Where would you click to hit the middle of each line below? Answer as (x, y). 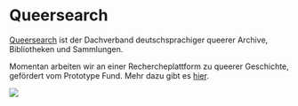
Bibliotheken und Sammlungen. (66, 49)
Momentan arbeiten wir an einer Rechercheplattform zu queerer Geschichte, (149, 66)
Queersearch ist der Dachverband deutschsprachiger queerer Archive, (139, 40)
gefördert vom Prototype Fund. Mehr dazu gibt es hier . (109, 75)
